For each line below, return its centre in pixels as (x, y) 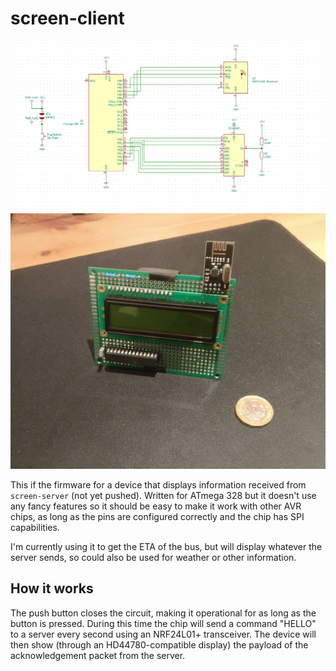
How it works (52, 588)
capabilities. (35, 527)
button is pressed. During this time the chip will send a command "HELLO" (163, 623)
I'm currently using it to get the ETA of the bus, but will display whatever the (166, 546)
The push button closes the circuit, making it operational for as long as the (163, 613)
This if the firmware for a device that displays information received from (158, 485)
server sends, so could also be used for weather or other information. (153, 557)
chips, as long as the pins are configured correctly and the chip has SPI (157, 516)
